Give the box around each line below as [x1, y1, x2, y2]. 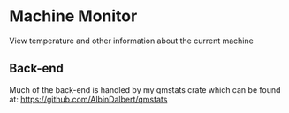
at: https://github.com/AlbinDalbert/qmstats [9, 94, 168, 104]
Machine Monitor [9, 6, 138, 26]
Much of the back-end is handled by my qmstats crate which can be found [9, 84, 281, 94]
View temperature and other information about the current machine [9, 35, 254, 46]
